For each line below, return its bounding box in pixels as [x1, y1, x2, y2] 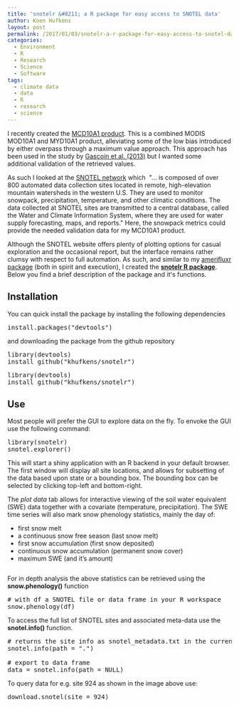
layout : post [7, 23, 46, 31]
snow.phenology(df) [7, 602, 75, 611]
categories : [7, 37, 43, 44]
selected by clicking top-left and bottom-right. [7, 482, 143, 490]
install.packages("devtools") [7, 323, 113, 331]
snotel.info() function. [7, 624, 73, 632]
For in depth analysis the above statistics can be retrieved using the [7, 574, 206, 583]
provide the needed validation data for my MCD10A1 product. [7, 225, 186, 235]
